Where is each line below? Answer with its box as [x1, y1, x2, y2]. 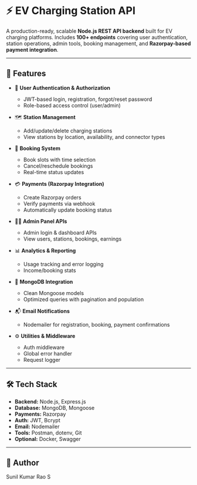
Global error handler [23, 350, 72, 357]
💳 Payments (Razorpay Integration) [14, 180, 104, 187]
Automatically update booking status [23, 206, 113, 213]
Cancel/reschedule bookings [23, 162, 93, 169]
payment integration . [6, 46, 59, 53]
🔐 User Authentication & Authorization [14, 84, 110, 91]
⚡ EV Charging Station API [6, 4, 136, 18]
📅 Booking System [14, 144, 60, 152]
